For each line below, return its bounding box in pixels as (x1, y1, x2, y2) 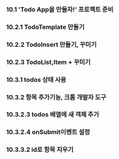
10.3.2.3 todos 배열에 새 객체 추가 (6, 111, 99, 119)
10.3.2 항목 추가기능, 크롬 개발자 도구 (6, 93, 107, 101)
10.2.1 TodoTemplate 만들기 (6, 23, 85, 31)
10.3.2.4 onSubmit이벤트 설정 (6, 128, 90, 136)
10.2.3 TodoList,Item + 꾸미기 (6, 58, 91, 66)
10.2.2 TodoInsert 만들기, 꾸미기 (6, 40, 97, 48)
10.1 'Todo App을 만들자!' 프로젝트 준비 (6, 5, 114, 13)
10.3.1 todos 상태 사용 (6, 75, 67, 84)
